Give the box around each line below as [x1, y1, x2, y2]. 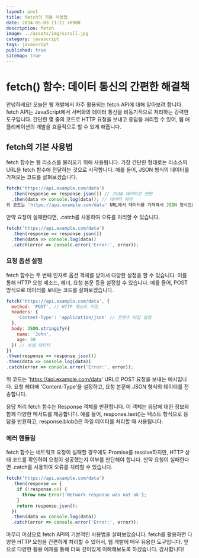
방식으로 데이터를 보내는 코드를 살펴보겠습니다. [6, 286, 114, 293]
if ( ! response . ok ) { [17, 486, 68, 492]
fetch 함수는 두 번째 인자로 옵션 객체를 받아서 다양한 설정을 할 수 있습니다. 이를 [6, 271, 188, 278]
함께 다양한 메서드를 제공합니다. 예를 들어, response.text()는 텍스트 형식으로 [6, 411, 182, 418]
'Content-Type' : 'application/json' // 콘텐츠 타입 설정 [17, 315, 152, 320]
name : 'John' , [17, 331, 52, 337]
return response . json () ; [17, 503, 78, 509]
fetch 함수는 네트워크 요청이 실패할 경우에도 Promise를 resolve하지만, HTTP [6, 448, 184, 456]
